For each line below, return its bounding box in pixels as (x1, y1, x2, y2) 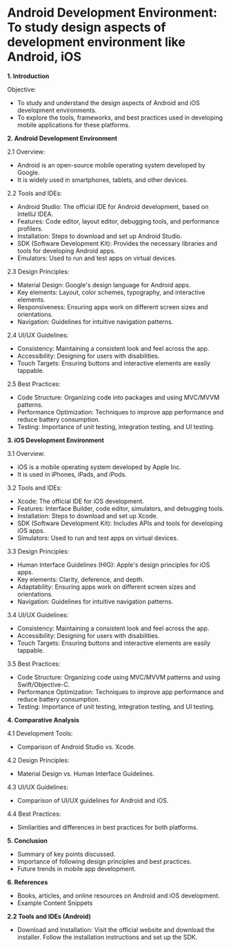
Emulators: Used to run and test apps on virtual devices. (17, 254, 177, 262)
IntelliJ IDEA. (17, 210, 54, 218)
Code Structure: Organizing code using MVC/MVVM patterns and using (17, 673, 221, 681)
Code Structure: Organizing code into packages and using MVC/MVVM (17, 393, 220, 401)
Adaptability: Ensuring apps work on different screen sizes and (17, 583, 196, 591)
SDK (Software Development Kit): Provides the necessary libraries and (17, 239, 218, 247)
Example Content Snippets (17, 898, 93, 907)
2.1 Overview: (7, 147, 46, 156)
